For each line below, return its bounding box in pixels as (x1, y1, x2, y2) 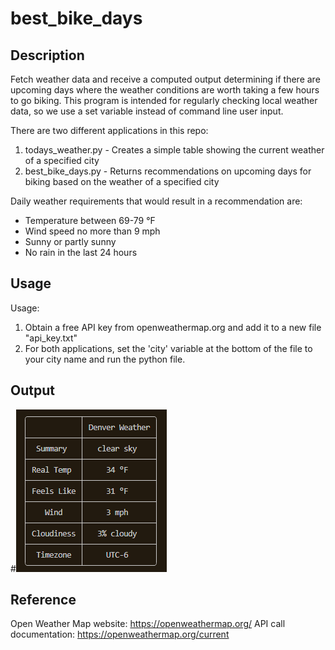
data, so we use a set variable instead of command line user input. (10, 105, 284, 117)
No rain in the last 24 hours (24, 247, 138, 258)
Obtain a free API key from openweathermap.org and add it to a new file (24, 321, 322, 333)
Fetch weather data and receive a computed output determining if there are (10, 73, 321, 85)
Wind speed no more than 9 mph (24, 225, 161, 237)
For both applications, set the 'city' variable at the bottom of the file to (24, 342, 313, 354)
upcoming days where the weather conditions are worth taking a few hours (10, 84, 320, 96)
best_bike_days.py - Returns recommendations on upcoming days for (24, 165, 312, 177)
